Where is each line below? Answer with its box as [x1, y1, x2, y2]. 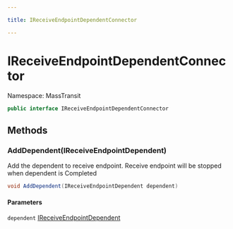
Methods [7, 124, 48, 136]
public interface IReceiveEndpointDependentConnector [7, 105, 169, 112]
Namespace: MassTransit [7, 91, 81, 99]
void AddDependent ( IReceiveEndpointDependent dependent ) [7, 182, 179, 190]
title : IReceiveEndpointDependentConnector [7, 16, 138, 23]
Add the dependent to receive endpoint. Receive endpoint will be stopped [7, 161, 222, 170]
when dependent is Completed [7, 169, 97, 178]
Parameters [7, 198, 42, 206]
